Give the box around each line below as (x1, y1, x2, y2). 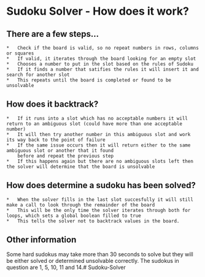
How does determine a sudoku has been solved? (6, 180, 196, 191)
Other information (6, 235, 77, 245)
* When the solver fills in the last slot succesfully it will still (6, 196, 193, 203)
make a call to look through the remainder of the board (6, 202, 155, 208)
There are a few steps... (6, 29, 99, 39)
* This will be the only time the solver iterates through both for (6, 207, 191, 213)
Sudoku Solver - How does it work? (6, 4, 189, 18)
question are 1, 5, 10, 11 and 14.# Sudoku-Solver (6, 264, 126, 271)
